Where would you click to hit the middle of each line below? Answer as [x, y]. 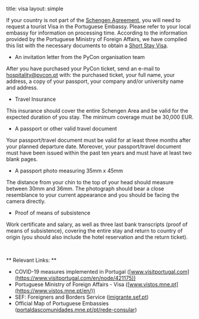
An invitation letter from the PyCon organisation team [80, 57]
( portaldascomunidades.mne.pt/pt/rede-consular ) [76, 310]
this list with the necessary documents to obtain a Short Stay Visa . [87, 45]
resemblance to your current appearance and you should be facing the [93, 195]
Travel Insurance [35, 99]
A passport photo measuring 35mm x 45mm [69, 171]
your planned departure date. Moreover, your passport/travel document [94, 146]
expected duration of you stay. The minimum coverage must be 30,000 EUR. [100, 117]
